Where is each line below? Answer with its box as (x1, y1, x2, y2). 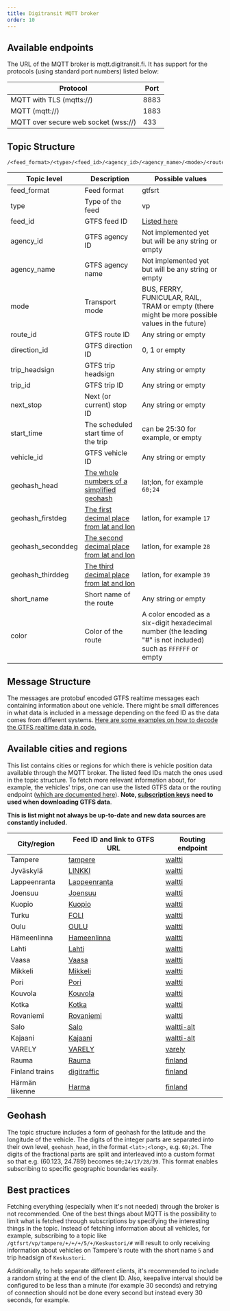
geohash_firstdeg (10, 513, 67, 523)
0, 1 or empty (141, 345, 186, 355)
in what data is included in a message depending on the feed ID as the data (7, 708, 220, 717)
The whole (84, 468, 118, 478)
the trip (84, 437, 108, 447)
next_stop (10, 400, 42, 410)
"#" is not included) (141, 636, 205, 645)
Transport (84, 297, 116, 307)
